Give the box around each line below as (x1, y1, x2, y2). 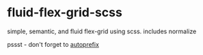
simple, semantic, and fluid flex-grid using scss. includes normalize (7, 27, 197, 35)
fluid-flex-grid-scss (7, 5, 123, 20)
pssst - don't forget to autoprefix (7, 40, 99, 48)
